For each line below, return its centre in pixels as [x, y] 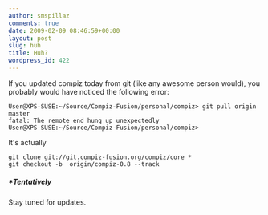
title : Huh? [28, 53]
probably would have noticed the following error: [89, 91]
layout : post [30, 38]
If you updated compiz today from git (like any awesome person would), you [134, 83]
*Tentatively [30, 182]
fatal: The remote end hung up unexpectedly [84, 120]
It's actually [27, 142]
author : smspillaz [39, 16]
